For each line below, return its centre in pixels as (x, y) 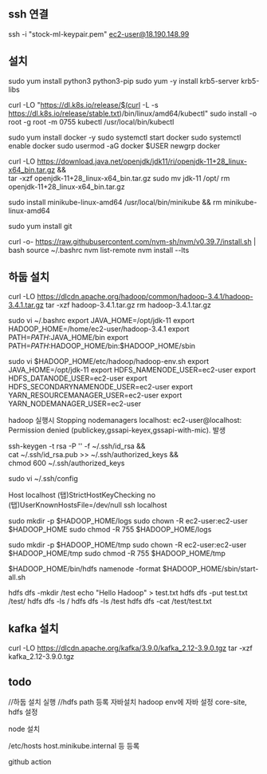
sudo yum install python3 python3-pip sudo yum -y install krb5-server (124, 81)
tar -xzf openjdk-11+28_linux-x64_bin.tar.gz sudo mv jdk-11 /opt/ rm (119, 178)
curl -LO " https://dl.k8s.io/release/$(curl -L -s (83, 105)
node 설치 (24, 729)
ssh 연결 (29, 14)
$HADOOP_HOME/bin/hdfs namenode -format (84, 569)
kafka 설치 (33, 628)
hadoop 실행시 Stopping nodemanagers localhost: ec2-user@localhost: (125, 421)
